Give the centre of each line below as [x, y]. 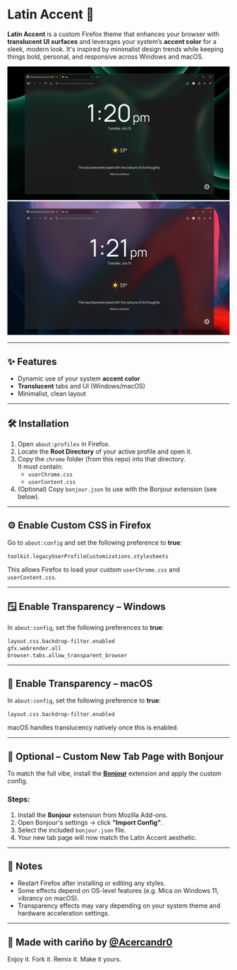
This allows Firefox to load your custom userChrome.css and [94, 570]
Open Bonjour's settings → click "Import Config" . [90, 822]
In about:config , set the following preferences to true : [86, 627]
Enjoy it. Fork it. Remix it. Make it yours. [65, 959]
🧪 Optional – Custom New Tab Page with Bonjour [116, 756]
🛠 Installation [38, 423]
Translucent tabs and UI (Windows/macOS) [81, 386]
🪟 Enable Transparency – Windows [86, 607]
